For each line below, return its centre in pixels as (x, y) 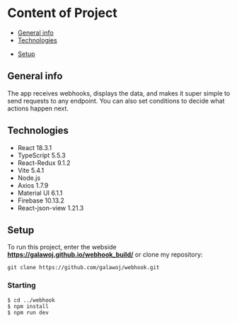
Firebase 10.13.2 (41, 200)
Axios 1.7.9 (33, 185)
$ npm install (28, 306)
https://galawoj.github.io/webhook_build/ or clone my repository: (105, 255)
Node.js (29, 178)
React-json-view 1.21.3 (51, 208)
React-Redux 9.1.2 (44, 163)
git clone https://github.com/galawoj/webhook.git (83, 268)
